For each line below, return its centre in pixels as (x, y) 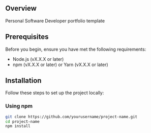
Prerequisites (27, 37)
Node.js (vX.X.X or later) (38, 59)
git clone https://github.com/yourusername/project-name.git (71, 117)
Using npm (19, 106)
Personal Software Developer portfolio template (55, 20)
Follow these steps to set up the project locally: (55, 93)
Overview (21, 8)
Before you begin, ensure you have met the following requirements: (76, 49)
